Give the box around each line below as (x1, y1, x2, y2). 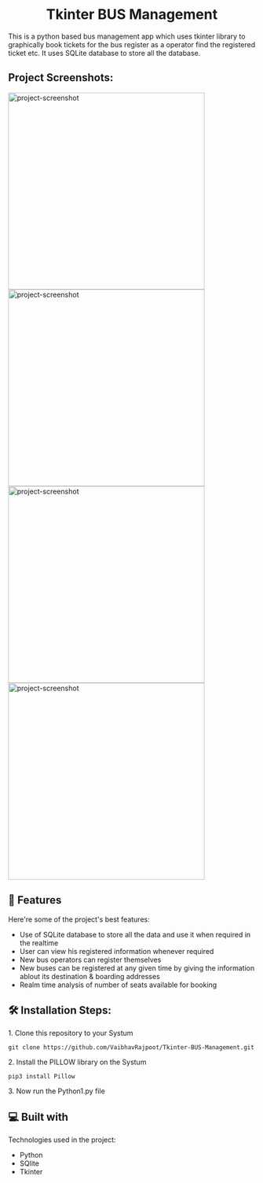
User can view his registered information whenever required (19, 946, 214, 956)
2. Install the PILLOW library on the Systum (8, 1057, 147, 1067)
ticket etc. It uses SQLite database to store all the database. (8, 48, 201, 57)
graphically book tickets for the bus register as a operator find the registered (8, 39, 256, 49)
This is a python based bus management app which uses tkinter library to (8, 31, 246, 41)
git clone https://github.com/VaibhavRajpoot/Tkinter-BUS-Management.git (8, 1044, 255, 1052)
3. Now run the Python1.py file (8, 1086, 106, 1096)
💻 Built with (8, 1110, 69, 1123)
